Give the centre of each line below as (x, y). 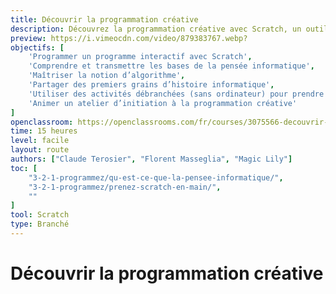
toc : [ (24, 168)
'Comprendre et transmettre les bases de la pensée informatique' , (171, 66)
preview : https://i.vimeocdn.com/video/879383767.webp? (129, 38)
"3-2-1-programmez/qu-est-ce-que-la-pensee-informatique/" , (156, 177)
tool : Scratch (40, 215)
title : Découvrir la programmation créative (104, 19)
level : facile (40, 141)
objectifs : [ (37, 47)
